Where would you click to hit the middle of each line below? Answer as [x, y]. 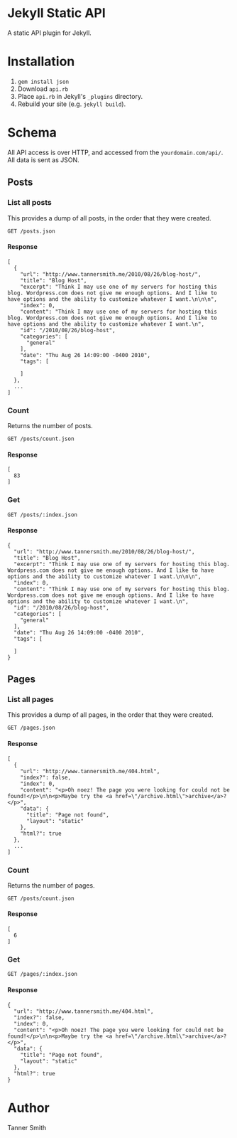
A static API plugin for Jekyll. [50, 33]
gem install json [43, 82]
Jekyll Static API [57, 13]
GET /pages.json [31, 728]
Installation [41, 62]
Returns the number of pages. [51, 885]
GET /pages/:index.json [43, 974]
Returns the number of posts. [50, 426]
